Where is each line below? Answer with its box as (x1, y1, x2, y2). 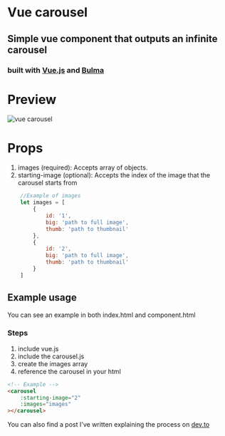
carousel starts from (17, 179, 78, 187)
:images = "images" (20, 400, 72, 408)
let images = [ (20, 199, 66, 207)
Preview (7, 91, 57, 108)
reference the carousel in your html (17, 367, 121, 375)
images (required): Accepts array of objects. (17, 163, 148, 172)
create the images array (17, 359, 88, 368)
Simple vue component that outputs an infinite (7, 33, 218, 45)
